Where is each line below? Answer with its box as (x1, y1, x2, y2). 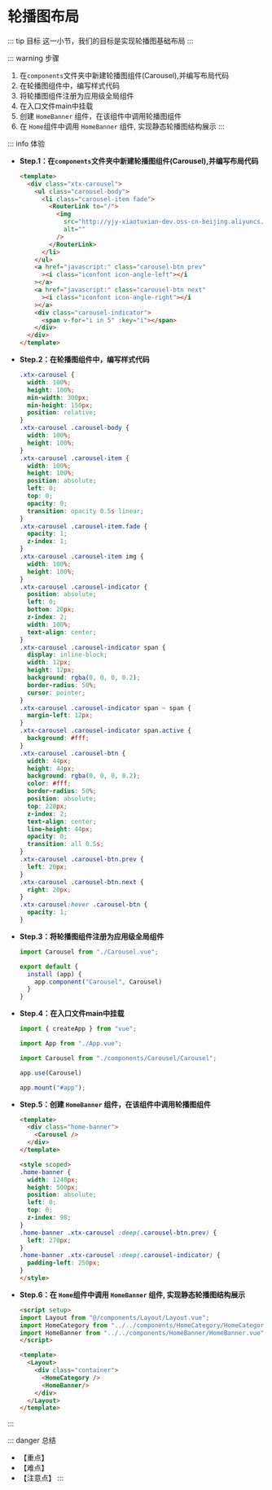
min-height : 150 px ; (27, 401, 94, 410)
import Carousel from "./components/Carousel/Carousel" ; (19, 1054, 217, 1063)
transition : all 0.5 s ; (27, 840, 104, 848)
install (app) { (27, 970, 82, 978)
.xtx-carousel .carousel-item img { (19, 553, 144, 561)
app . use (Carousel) (19, 1068, 82, 1077)
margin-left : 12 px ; (27, 712, 94, 720)
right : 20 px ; (27, 885, 72, 894)
